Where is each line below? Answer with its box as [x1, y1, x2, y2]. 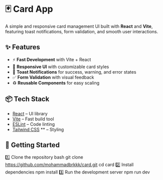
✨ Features [5, 43, 40, 52]
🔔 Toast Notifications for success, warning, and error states [12, 69, 137, 75]
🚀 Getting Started [5, 141, 60, 149]
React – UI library [12, 110, 48, 116]
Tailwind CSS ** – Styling [12, 126, 64, 132]
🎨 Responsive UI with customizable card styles [12, 64, 109, 70]
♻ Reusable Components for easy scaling [12, 80, 100, 86]
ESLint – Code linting [12, 121, 55, 127]
